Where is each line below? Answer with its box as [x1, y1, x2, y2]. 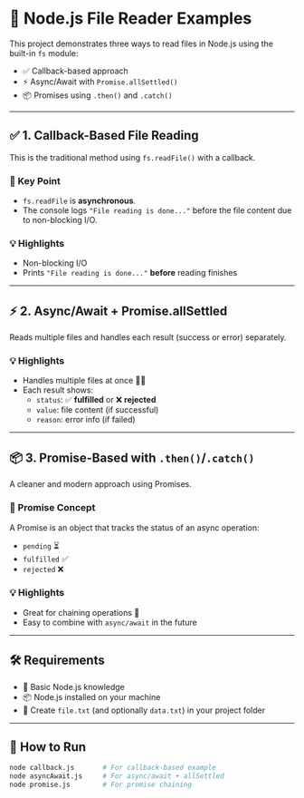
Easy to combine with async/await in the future [22, 617, 197, 628]
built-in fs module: [9, 47, 79, 58]
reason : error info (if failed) [35, 414, 136, 425]
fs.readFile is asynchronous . [22, 195, 137, 207]
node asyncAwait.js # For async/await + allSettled [9, 772, 224, 781]
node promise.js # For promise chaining [9, 780, 193, 790]
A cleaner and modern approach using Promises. [9, 479, 193, 490]
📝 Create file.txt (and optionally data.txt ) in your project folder [22, 705, 266, 715]
